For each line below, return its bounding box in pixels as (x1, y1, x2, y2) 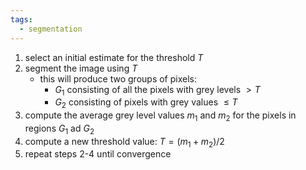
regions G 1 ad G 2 (24, 122, 95, 136)
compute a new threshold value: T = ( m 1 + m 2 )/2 (24, 135, 225, 150)
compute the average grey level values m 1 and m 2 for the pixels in (24, 109, 297, 123)
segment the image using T (24, 62, 138, 74)
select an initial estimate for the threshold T (24, 51, 204, 63)
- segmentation (19, 24, 83, 34)
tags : (10, 14, 33, 25)
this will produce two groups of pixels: (39, 72, 197, 85)
